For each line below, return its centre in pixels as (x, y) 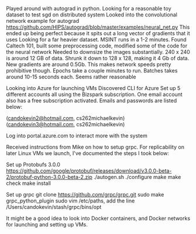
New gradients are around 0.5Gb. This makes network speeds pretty (89, 64)
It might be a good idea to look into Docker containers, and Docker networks (98, 218)
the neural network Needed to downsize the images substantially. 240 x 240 (98, 52)
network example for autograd (43, 21)
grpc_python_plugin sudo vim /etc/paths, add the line (71, 201)
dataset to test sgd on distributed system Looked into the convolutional (92, 15)
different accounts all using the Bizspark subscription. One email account (94, 94)
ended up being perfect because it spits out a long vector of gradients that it (98, 33)
